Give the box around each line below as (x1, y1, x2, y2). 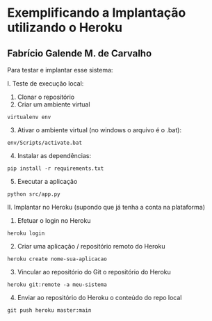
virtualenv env (7, 113, 51, 120)
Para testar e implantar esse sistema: (7, 66, 113, 74)
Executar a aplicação (17, 178, 78, 185)
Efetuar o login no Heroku (17, 217, 91, 224)
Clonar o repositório (17, 93, 75, 101)
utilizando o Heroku (7, 19, 123, 36)
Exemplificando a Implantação (7, 5, 186, 21)
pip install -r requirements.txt (7, 165, 104, 172)
